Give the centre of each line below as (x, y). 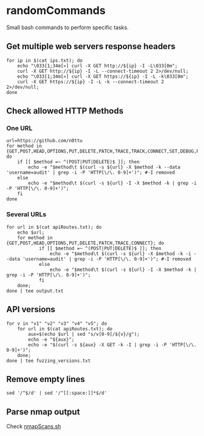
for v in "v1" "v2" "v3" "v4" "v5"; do (57, 323)
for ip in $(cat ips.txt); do (45, 60)
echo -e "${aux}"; (51, 339)
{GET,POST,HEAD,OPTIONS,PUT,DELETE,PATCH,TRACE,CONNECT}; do (85, 243)
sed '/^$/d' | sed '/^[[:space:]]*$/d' (57, 393)
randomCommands (56, 11)
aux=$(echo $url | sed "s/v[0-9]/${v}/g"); (84, 334)
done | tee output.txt (35, 291)
